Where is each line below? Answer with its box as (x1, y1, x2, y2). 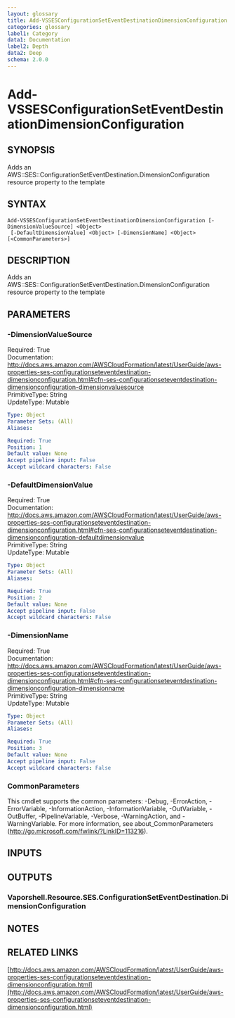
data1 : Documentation (7, 37, 71, 44)
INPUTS (7, 847, 42, 859)
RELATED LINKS (7, 947, 79, 959)
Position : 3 (7, 745, 42, 752)
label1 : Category (7, 30, 58, 37)
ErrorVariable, (7, 804, 48, 813)
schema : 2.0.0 (7, 56, 49, 63)
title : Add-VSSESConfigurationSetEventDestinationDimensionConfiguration (7, 17, 228, 24)
